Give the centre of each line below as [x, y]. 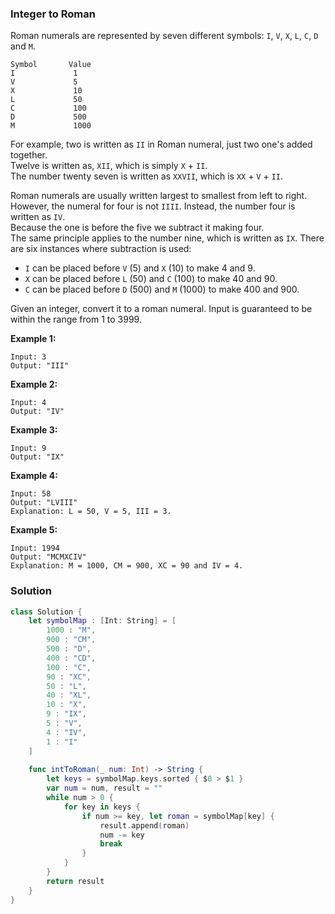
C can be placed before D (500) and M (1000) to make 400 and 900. [162, 289]
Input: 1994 [35, 548]
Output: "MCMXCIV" [48, 557]
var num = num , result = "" [104, 788]
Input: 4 [28, 403]
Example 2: [34, 384]
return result [75, 881]
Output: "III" [40, 366]
